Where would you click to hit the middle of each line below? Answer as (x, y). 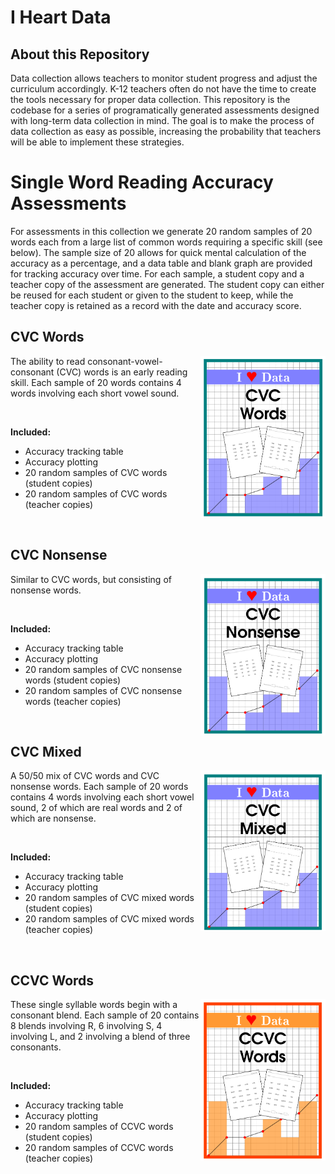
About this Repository (80, 54)
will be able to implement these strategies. (97, 142)
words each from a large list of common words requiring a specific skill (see (166, 242)
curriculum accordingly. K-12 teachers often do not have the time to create (163, 89)
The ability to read (48, 361)
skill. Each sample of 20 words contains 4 (96, 382)
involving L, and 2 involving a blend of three (100, 1037)
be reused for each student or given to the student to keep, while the (152, 295)
